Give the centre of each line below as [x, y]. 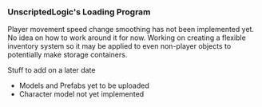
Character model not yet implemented [81, 94]
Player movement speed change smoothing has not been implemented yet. [131, 30]
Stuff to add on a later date [52, 70]
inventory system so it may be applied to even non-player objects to [119, 46]
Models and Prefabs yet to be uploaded [84, 85]
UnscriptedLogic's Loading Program [79, 12]
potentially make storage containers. [67, 55]
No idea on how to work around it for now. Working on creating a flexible [127, 38]
